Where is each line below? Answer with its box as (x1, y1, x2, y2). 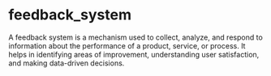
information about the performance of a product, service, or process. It (8, 40, 246, 50)
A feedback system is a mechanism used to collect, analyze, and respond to (8, 32, 264, 42)
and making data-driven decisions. (8, 58, 125, 68)
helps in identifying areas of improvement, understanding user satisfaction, (8, 49, 260, 59)
